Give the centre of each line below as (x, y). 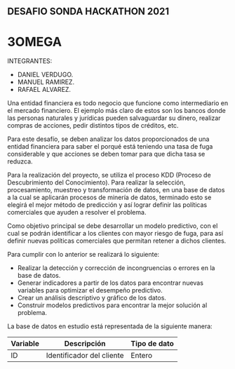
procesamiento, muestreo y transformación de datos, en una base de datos (116, 190)
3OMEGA (34, 42)
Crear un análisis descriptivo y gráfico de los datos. (92, 298)
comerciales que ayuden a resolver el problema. (77, 213)
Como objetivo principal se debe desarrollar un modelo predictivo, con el (113, 226)
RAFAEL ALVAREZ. (44, 90)
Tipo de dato (152, 344)
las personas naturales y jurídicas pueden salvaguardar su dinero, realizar (114, 118)
